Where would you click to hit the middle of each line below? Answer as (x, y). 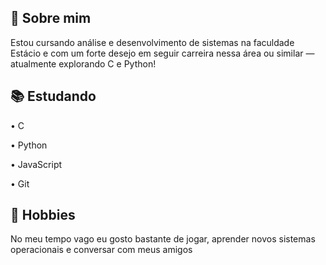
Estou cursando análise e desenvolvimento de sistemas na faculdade (152, 42)
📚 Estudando (53, 96)
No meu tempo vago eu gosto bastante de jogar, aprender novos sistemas (163, 239)
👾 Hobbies (43, 215)
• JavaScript (36, 164)
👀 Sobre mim (51, 18)
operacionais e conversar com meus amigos (101, 250)
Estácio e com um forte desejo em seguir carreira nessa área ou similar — (162, 53)
